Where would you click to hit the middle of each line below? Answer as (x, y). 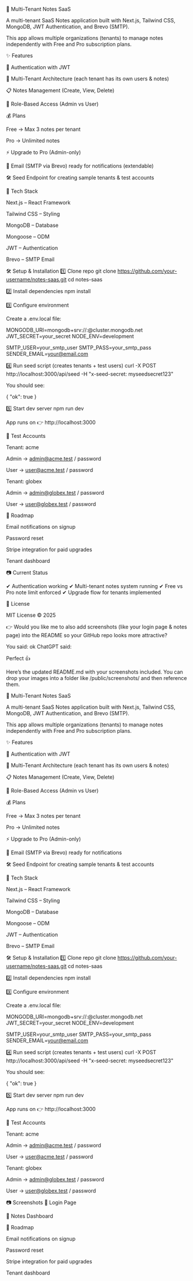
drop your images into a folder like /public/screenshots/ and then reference (96, 678)
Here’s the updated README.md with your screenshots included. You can (94, 672)
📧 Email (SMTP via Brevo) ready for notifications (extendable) (80, 166)
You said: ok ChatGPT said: (39, 647)
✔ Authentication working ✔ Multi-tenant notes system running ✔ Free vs (94, 586)
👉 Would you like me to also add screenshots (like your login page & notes (96, 627)
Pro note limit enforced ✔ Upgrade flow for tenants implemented (84, 592)
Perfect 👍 (18, 658)
